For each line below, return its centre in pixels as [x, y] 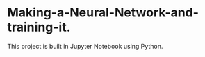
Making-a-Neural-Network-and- [103, 13]
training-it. [39, 27]
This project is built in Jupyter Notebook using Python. [85, 46]
